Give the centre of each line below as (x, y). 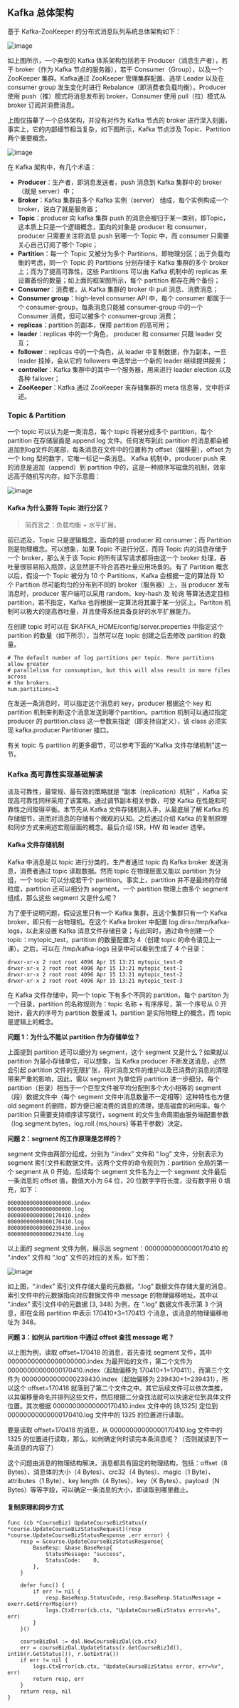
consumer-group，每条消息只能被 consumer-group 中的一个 (115, 307)
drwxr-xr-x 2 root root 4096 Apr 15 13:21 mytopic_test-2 (95, 974)
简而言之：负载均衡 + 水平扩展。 (72, 525)
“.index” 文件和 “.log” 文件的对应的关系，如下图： (79, 1257)
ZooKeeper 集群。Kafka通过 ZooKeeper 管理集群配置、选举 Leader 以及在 (116, 78)
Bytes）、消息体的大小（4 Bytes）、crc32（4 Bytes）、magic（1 (99, 1472)
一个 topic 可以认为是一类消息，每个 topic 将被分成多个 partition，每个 (110, 432)
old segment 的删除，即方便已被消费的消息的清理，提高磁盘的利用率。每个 (117, 1106)
